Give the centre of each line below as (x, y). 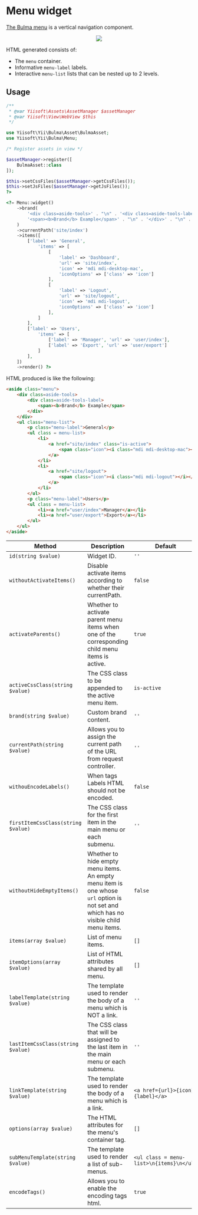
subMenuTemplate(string (42, 1157)
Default (166, 546)
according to (105, 580)
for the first (103, 815)
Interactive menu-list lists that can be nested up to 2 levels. (87, 73)
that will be (103, 1032)
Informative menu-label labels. (51, 67)
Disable (98, 565)
